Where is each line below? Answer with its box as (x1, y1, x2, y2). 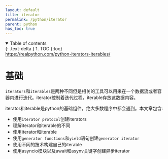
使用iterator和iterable (12, 129, 57, 135)
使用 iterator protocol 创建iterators (12, 116, 87, 122)
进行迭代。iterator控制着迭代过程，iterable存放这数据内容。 (14, 94, 139, 101)
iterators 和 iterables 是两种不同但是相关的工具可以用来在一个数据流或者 (5, 88, 157, 94)
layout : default (5, 7, 40, 13)
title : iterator (5, 12, 40, 17)
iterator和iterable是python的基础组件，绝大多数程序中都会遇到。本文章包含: (5, 105, 163, 112)
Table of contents (10, 40, 47, 46)
